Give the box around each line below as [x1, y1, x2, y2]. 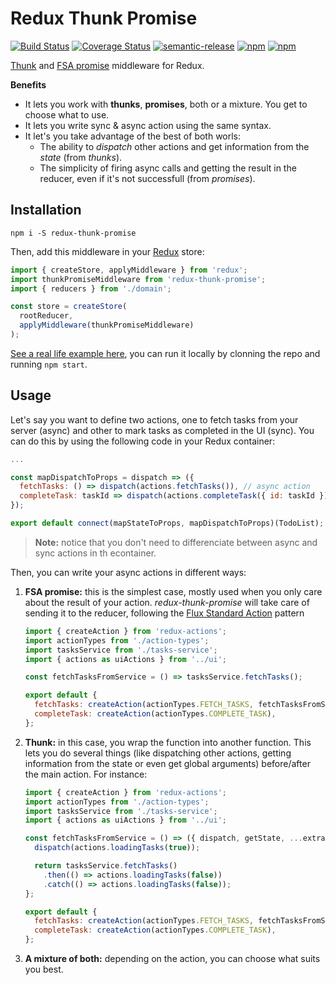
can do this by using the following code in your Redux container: [10, 435, 276, 447]
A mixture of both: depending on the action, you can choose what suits [24, 953, 321, 965]
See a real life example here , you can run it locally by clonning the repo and [10, 347, 321, 359]
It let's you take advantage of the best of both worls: [24, 130, 242, 142]
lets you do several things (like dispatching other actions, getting [24, 747, 292, 759]
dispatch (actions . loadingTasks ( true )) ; [34, 843, 201, 853]
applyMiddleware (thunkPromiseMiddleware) [19, 320, 195, 331]
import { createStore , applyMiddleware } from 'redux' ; [10, 265, 248, 275]
